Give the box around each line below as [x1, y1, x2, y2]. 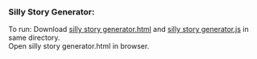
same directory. [8, 33, 60, 42]
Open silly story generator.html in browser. [8, 41, 150, 51]
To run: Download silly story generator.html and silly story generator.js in [8, 25, 249, 34]
